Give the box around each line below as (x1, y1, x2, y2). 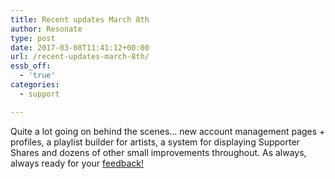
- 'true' (19, 71, 56, 81)
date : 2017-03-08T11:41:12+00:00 (10, 42, 150, 53)
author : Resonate (10, 24, 83, 34)
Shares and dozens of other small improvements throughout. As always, (10, 146, 307, 158)
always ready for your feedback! (10, 157, 145, 169)
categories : (10, 80, 60, 90)
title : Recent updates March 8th (10, 14, 150, 25)
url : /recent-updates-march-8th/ (10, 52, 150, 62)
